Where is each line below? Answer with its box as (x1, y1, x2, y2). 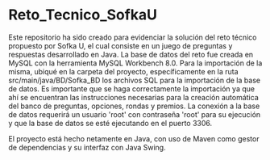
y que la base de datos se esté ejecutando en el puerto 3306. (8, 118, 213, 128)
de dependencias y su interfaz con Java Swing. (8, 142, 167, 152)
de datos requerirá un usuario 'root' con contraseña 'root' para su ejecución (8, 109, 261, 119)
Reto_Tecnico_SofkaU (8, 6, 157, 24)
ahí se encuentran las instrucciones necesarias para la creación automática (8, 92, 260, 102)
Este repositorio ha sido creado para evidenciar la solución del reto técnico (8, 32, 257, 42)
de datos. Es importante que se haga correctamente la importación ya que (8, 83, 255, 94)
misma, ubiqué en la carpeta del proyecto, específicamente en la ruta (8, 66, 239, 76)
